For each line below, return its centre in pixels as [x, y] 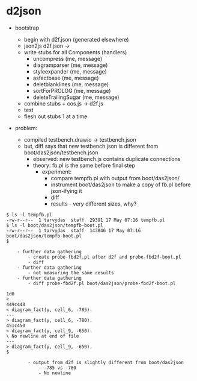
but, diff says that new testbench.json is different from [91, 146]
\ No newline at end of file [43, 336]
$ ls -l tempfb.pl [29, 215]
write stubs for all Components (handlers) [75, 52]
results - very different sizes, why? [94, 204]
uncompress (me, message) [68, 58]
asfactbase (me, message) [66, 78]
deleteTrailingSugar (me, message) [76, 97]
